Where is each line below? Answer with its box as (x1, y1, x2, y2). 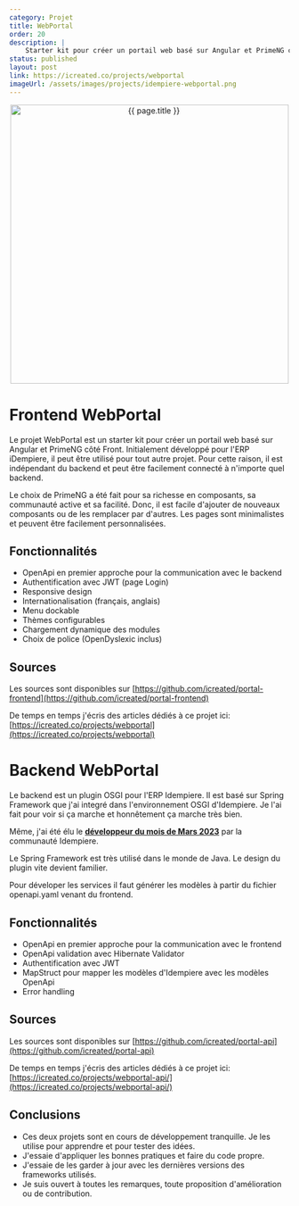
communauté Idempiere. (9, 836, 100, 846)
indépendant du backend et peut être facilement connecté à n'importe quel (9, 462, 285, 473)
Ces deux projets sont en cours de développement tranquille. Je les (21, 1131, 271, 1142)
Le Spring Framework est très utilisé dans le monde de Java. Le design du (9, 853, 280, 864)
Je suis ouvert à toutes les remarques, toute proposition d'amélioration (21, 1178, 282, 1189)
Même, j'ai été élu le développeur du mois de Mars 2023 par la (9, 827, 243, 837)
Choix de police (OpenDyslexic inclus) (21, 634, 163, 645)
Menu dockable (21, 605, 80, 616)
